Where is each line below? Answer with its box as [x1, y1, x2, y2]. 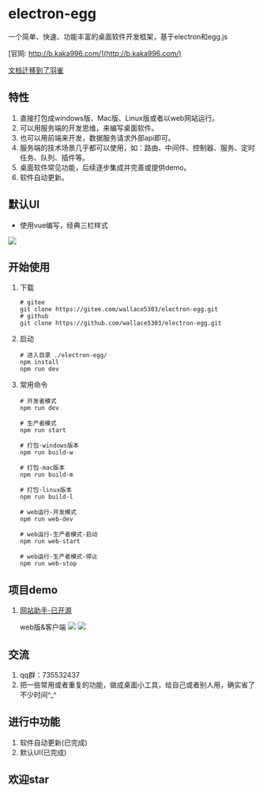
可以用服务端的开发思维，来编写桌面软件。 [19, 123, 159, 133]
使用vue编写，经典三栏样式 [19, 220, 109, 230]
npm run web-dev [19, 515, 73, 524]
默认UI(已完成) [19, 747, 67, 757]
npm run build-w [19, 449, 73, 457]
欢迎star [8, 773, 50, 787]
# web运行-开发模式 [19, 509, 77, 517]
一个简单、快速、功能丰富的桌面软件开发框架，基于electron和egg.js [8, 32, 228, 41]
